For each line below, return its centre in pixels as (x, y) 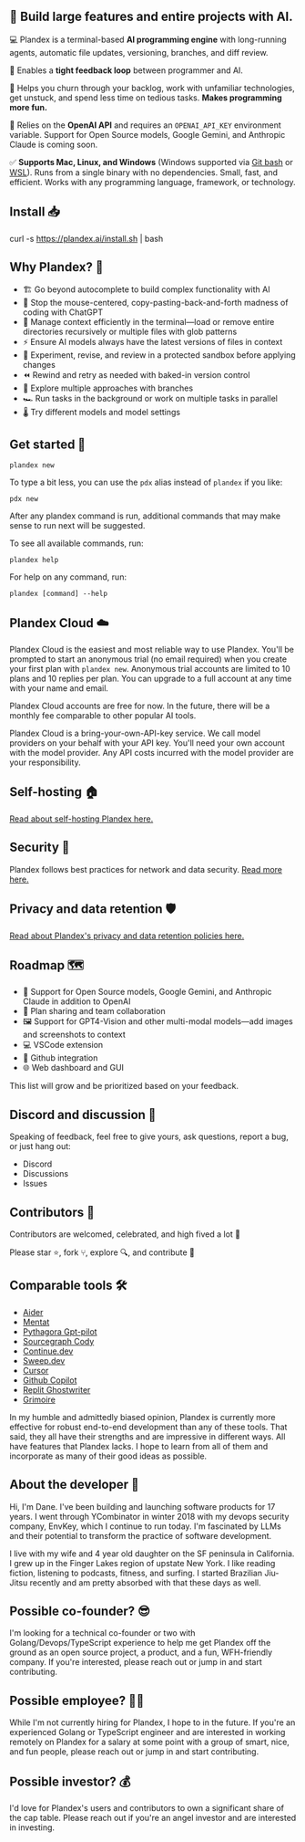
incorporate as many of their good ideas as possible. (108, 1456)
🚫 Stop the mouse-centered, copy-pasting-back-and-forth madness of (155, 303)
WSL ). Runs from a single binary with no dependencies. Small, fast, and (144, 172)
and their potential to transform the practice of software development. (141, 1535)
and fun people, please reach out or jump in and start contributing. (134, 1752)
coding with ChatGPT (62, 312)
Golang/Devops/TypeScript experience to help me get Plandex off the (140, 1643)
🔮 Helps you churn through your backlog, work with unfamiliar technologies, (152, 88)
